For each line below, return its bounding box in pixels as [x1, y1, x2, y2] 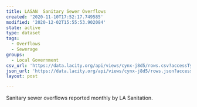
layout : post [6, 73, 38, 79]
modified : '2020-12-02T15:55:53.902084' [6, 19, 107, 25]
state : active [6, 24, 41, 31]
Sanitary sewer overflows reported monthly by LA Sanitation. [6, 94, 154, 102]
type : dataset [6, 30, 41, 36]
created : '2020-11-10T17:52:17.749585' [6, 14, 104, 20]
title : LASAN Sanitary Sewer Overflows [6, 8, 107, 15]
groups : [6, 52, 25, 58]
